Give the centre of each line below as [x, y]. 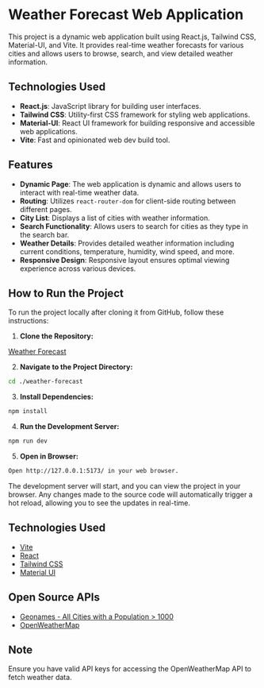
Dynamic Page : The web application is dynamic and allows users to [130, 184]
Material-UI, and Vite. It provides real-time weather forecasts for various [126, 44]
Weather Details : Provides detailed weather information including [127, 243]
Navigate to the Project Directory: [76, 367]
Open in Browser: [49, 456]
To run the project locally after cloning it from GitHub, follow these [116, 312]
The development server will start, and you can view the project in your [124, 485]
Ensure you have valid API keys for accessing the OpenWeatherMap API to [130, 669]
